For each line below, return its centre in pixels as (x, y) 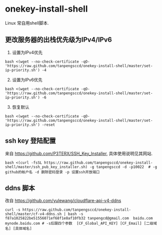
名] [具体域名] (19, 229)
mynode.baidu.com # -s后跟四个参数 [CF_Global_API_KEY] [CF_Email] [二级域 (81, 224)
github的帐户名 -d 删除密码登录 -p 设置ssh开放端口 (52, 172)
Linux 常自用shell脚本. (27, 23)
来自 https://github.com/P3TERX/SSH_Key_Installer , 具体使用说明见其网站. (79, 153)
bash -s (75, 214)
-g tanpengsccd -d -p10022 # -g (123, 167)
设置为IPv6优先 (27, 80)
